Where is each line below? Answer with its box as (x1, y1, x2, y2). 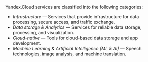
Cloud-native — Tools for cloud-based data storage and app (12, 35, 138, 41)
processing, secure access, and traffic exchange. (12, 19, 115, 25)
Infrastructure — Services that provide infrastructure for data (12, 14, 139, 19)
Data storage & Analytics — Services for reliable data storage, (12, 24, 142, 30)
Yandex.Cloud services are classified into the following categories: (5, 4, 143, 10)
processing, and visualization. (12, 30, 75, 35)
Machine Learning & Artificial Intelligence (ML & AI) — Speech (12, 46, 142, 51)
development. (12, 40, 41, 46)
